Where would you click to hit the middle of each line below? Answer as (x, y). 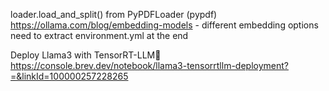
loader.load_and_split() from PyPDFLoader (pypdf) (114, 14)
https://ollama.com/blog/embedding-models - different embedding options (164, 25)
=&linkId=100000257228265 (69, 76)
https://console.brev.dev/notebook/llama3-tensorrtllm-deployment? (149, 65)
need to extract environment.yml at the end (99, 35)
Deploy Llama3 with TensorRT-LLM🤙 (86, 55)
